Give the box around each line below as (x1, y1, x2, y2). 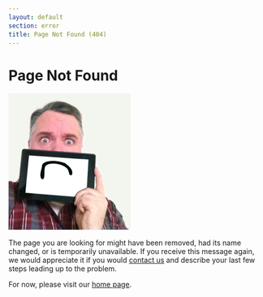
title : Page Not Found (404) (8, 30, 107, 38)
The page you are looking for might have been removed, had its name (8, 238, 242, 247)
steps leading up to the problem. (8, 264, 118, 273)
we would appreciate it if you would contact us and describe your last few (8, 256, 256, 265)
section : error (8, 21, 60, 30)
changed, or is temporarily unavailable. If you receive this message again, (8, 247, 255, 256)
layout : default (8, 13, 63, 21)
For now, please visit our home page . (8, 280, 132, 290)
